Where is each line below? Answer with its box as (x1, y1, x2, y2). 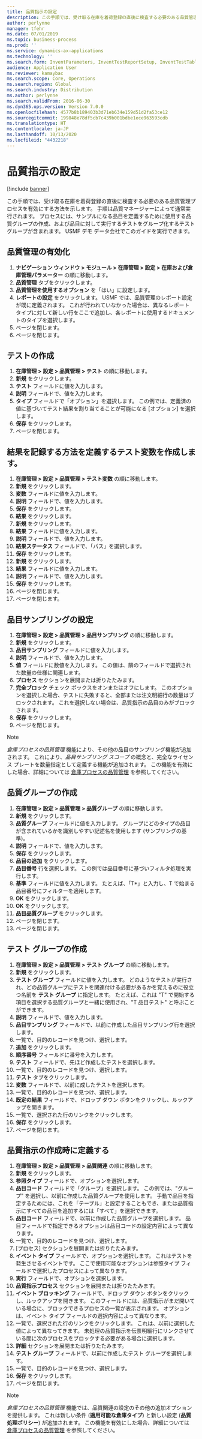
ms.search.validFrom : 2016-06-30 (7, 98, 91, 104)
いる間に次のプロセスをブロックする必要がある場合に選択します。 (15, 1335, 179, 1342)
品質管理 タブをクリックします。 (15, 278, 96, 286)
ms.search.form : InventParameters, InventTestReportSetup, (7, 59, 158, 65)
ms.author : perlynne (7, 92, 59, 98)
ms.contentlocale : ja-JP (7, 126, 69, 132)
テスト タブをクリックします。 (15, 1074, 91, 1081)
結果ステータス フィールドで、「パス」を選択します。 (15, 542, 146, 550)
